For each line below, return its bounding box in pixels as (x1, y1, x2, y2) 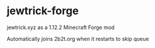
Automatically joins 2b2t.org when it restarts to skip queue (7, 35, 150, 42)
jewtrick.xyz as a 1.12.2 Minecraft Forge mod (7, 24, 115, 31)
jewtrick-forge (7, 4, 79, 18)
